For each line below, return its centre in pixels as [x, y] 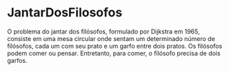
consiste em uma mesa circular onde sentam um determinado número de [111, 38]
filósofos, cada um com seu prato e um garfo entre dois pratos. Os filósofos [115, 46]
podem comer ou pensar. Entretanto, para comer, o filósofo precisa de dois [114, 53]
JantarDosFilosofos [65, 13]
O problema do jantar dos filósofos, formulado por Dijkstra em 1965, [103, 31]
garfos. [17, 60]
